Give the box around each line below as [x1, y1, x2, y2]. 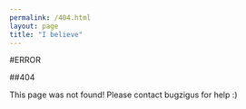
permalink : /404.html [9, 13, 92, 23]
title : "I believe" [9, 30, 84, 39]
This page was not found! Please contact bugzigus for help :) [9, 89, 238, 100]
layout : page [9, 22, 59, 31]
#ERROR [9, 55, 42, 66]
